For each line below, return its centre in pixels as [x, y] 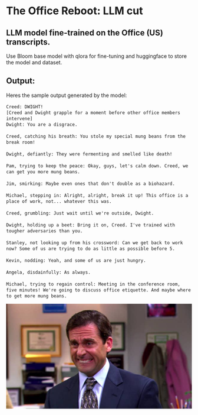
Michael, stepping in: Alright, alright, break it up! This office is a [97, 195]
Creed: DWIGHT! [25, 107]
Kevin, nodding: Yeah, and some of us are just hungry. [76, 260]
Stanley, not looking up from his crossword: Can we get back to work [95, 243]
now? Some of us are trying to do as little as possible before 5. [91, 249]
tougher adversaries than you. [44, 231]
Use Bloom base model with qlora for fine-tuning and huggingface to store [97, 56]
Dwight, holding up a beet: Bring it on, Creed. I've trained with [91, 225]
